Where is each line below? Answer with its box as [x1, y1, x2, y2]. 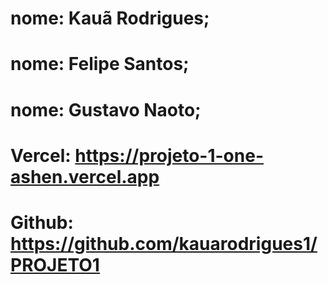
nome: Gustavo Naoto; [10, 98, 202, 121]
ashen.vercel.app [10, 165, 160, 188]
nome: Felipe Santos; [10, 53, 190, 76]
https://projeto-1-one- [74, 144, 264, 167]
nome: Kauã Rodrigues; [10, 7, 210, 30]
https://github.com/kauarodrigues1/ [10, 232, 318, 255]
